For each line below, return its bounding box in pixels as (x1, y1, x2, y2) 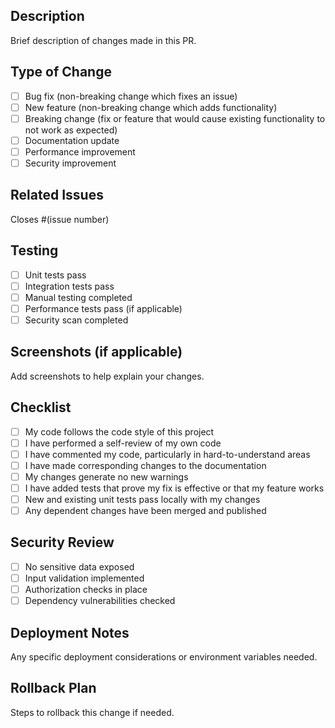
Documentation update (24, 134, 120, 146)
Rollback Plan (10, 680, 97, 697)
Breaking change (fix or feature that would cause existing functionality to (24, 112, 326, 124)
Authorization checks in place (24, 584, 148, 595)
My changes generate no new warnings (24, 470, 189, 483)
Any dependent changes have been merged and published (24, 505, 267, 516)
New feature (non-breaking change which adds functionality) (24, 101, 278, 113)
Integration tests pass (24, 280, 115, 292)
